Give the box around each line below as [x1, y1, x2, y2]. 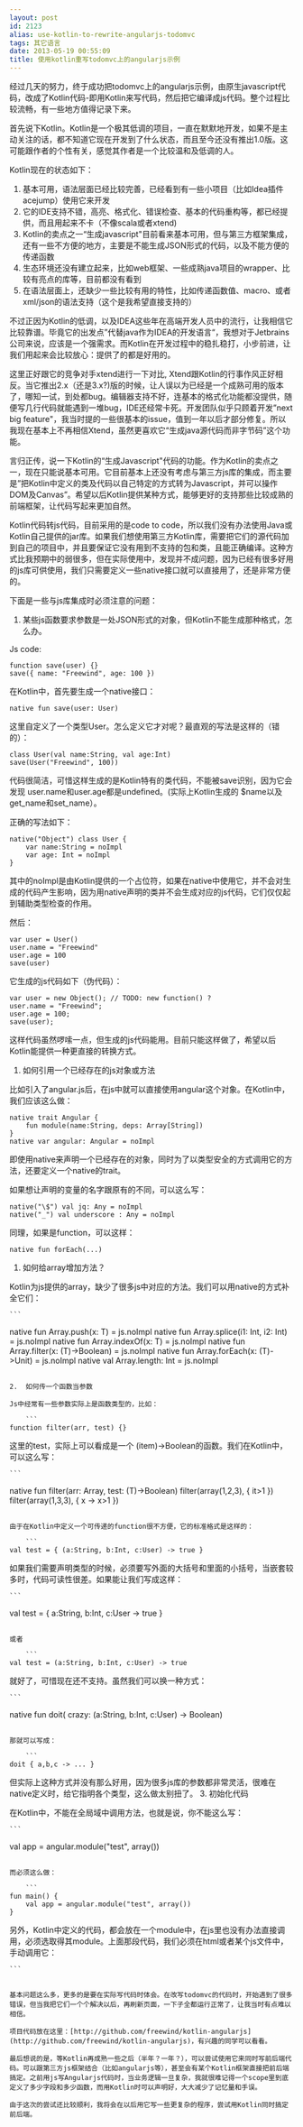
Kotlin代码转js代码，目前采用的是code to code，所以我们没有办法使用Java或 [9, 520, 293, 530]
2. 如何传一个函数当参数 [9, 1382, 93, 1391]
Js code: [9, 644, 42, 654]
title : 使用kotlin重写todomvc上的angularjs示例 [9, 55, 180, 64]
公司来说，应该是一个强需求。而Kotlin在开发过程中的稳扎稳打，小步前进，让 [9, 338, 291, 348]
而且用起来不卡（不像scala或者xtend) [38, 217, 178, 228]
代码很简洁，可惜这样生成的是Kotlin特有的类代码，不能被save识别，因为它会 [9, 775, 293, 786]
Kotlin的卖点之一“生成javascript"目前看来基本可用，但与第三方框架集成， [22, 229, 293, 239]
